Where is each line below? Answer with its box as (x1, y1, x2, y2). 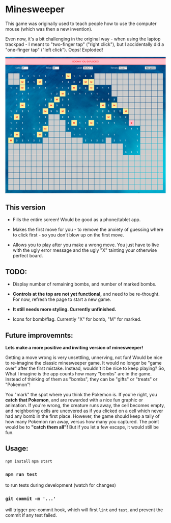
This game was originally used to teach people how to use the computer (5, 20, 157, 27)
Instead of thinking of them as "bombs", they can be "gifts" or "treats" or (5, 376, 158, 383)
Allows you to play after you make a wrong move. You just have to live (12, 242, 159, 248)
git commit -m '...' (5, 496, 56, 502)
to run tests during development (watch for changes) (5, 482, 116, 488)
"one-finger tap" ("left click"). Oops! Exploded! (5, 46, 103, 53)
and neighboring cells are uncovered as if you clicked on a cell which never (5, 408, 163, 414)
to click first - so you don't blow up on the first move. (12, 232, 124, 238)
